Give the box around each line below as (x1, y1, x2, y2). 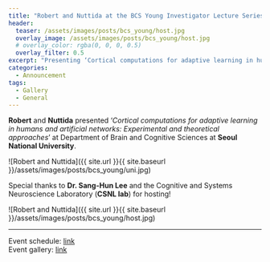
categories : (8, 64, 48, 72)
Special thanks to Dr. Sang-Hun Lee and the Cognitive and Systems (8, 181, 233, 191)
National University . (8, 141, 76, 151)
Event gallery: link (8, 245, 67, 255)
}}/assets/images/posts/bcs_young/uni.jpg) (8, 165, 151, 175)
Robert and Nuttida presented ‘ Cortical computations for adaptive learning (8, 115, 259, 125)
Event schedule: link (8, 236, 75, 246)
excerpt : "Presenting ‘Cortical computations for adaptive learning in (8, 57, 253, 65)
